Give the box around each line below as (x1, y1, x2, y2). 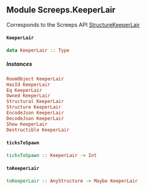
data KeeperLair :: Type (6, 47, 70, 54)
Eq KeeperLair (6, 87, 43, 93)
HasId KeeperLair (6, 82, 51, 88)
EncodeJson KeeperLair (6, 110, 64, 116)
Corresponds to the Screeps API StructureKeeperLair (6, 21, 141, 28)
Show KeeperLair (6, 121, 48, 127)
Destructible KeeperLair (6, 127, 70, 133)
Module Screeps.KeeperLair (6, 5, 116, 15)
